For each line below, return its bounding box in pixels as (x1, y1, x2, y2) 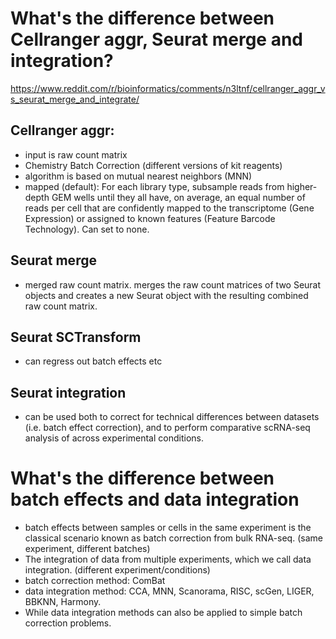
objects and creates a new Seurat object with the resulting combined (24, 289, 309, 301)
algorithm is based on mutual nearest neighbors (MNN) (24, 170, 253, 182)
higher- (286, 180, 318, 192)
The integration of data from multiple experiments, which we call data (24, 553, 312, 566)
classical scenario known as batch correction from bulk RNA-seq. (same (24, 532, 323, 544)
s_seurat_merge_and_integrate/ (10, 93, 140, 105)
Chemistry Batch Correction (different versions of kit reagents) (24, 159, 283, 171)
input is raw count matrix (24, 148, 128, 161)
